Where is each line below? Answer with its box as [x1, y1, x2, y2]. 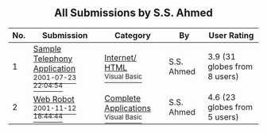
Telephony [33, 53, 73, 64]
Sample [33, 43, 62, 54]
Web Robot [33, 93, 75, 104]
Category [114, 29, 151, 40]
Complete [104, 93, 141, 104]
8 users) [207, 70, 240, 82]
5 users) [207, 111, 240, 122]
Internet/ [104, 51, 137, 63]
